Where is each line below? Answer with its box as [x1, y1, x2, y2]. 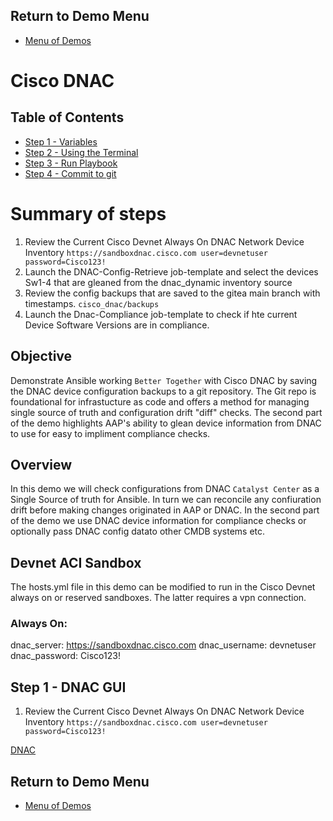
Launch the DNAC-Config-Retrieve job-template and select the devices [24, 265, 319, 278]
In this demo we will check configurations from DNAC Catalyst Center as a [10, 483, 320, 495]
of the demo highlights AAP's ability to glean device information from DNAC [10, 417, 322, 429]
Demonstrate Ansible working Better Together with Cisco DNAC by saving [10, 374, 318, 386]
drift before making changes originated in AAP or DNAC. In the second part [10, 504, 320, 516]
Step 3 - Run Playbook [24, 157, 118, 169]
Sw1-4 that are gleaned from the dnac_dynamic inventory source [24, 276, 293, 288]
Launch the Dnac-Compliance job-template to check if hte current [24, 308, 298, 320]
